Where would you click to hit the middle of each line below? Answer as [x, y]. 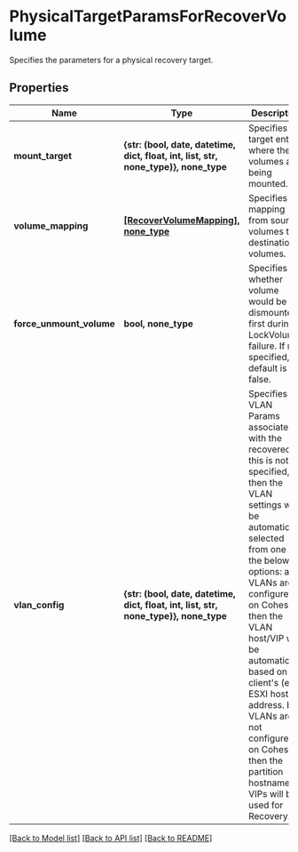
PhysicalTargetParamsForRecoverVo [148, 16]
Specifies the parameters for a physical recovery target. [111, 60]
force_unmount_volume [64, 324]
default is [267, 368]
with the [265, 438]
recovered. [271, 449]
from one [267, 549]
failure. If [267, 346]
